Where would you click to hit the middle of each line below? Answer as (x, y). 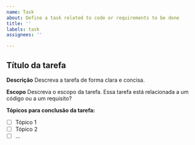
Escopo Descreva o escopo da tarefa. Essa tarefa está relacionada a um (97, 92)
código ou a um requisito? (39, 98)
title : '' (19, 23)
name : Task (20, 12)
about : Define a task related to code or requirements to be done (93, 18)
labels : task (23, 29)
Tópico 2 (26, 129)
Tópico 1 (26, 122)
